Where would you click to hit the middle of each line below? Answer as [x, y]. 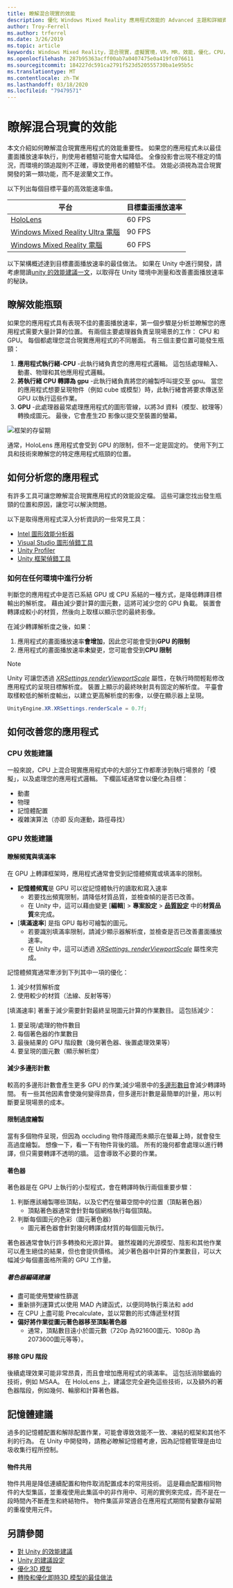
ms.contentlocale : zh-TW [43, 78]
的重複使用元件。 [32, 1510]
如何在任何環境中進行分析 [50, 578]
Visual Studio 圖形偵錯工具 [55, 542]
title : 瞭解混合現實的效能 [42, 14]
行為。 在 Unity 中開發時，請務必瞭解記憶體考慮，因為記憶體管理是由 [118, 1441]
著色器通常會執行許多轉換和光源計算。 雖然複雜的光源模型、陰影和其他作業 [114, 1243]
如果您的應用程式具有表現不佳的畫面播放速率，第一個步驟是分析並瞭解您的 [113, 322]
